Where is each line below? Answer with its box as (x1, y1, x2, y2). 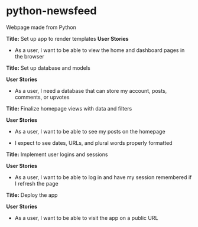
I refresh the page (14, 180, 59, 187)
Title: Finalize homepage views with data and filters (6, 105, 132, 112)
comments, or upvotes (14, 93, 70, 100)
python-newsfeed (6, 4, 97, 18)
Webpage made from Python (6, 24, 77, 31)
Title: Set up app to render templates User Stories (6, 35, 129, 42)
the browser (14, 53, 44, 60)
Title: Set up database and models (6, 64, 90, 72)
